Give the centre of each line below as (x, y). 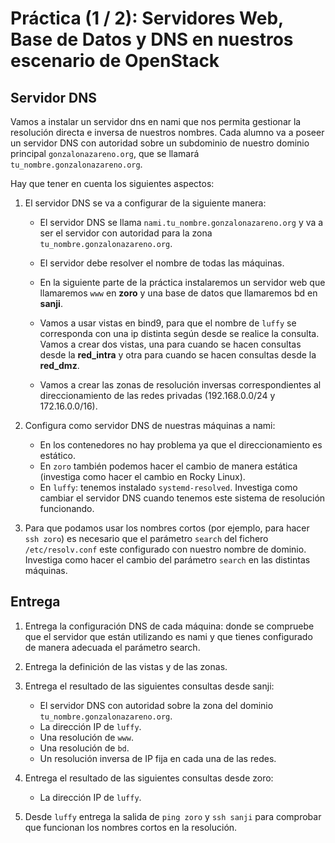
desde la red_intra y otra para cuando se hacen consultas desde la (178, 355)
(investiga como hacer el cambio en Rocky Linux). (142, 476)
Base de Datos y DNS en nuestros (152, 39)
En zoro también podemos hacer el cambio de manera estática (168, 466)
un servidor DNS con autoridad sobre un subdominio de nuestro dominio (160, 143)
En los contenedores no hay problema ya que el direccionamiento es (181, 445)
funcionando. (67, 508)
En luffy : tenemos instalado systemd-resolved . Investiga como (168, 487)
